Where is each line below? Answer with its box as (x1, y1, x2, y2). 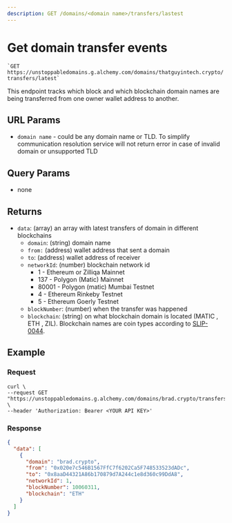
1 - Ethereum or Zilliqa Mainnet (37, 268, 126, 276)
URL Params (7, 114, 61, 126)
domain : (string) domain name (27, 239, 111, 247)
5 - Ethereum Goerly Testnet (37, 298, 119, 305)
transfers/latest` (7, 75, 60, 82)
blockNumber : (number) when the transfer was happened (27, 305, 188, 313)
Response (7, 423, 41, 432)
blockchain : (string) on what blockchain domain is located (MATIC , (27, 312, 219, 320)
